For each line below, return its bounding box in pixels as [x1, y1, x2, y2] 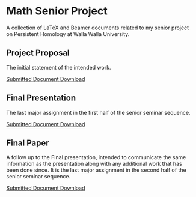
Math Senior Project [6, 4, 108, 18]
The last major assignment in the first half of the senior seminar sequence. [6, 109, 191, 116]
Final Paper [6, 138, 49, 148]
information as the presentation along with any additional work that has [6, 160, 182, 168]
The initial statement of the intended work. [6, 64, 111, 71]
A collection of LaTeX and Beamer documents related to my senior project [6, 24, 189, 31]
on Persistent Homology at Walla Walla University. [6, 30, 130, 37]
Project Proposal [6, 48, 70, 58]
